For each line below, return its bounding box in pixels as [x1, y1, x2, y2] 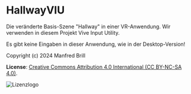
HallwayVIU [6, 4, 65, 17]
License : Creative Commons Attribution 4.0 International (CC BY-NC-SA [6, 63, 182, 70]
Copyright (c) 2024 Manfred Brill [6, 52, 86, 59]
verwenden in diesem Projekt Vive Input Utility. [6, 29, 120, 36]
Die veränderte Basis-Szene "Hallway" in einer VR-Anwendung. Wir [6, 23, 171, 30]
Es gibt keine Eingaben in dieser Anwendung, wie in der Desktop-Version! [6, 41, 186, 48]
